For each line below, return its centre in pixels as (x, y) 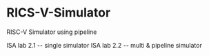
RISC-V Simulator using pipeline (52, 32)
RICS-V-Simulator (59, 13)
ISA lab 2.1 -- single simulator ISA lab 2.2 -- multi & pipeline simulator (104, 45)
